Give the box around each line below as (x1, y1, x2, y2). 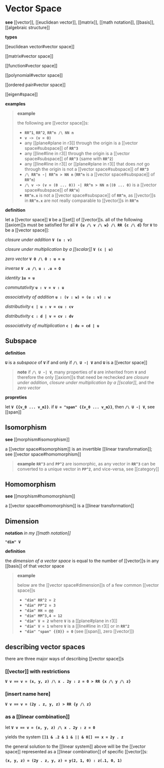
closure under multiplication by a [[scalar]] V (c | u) (5, 246, 113, 252)
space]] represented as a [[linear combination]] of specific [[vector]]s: (5, 748, 148, 754)
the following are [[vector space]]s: (17, 120, 89, 126)
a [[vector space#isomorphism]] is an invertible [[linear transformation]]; (5, 446, 153, 452)
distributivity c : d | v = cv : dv (5, 313, 74, 319)
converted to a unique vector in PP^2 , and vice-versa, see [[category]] (17, 466, 159, 472)
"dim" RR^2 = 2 (24, 598, 56, 603)
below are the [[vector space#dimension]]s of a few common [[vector (17, 582, 159, 588)
